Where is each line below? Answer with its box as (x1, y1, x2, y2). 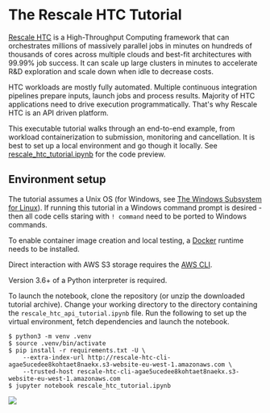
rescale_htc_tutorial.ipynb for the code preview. (8, 149, 166, 159)
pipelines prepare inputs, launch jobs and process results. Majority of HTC (8, 90, 255, 100)
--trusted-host (23, 367, 74, 376)
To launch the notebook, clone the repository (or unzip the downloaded (8, 290, 245, 300)
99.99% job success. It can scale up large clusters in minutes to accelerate (8, 58, 258, 68)
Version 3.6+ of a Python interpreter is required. (8, 275, 168, 285)
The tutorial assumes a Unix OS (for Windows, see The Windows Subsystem (8, 194, 262, 203)
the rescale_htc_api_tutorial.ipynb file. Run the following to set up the (8, 308, 247, 318)
